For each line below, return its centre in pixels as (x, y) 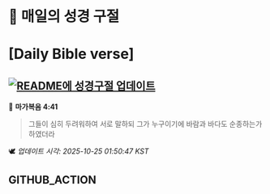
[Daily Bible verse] (71, 54)
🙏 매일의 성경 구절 (64, 17)
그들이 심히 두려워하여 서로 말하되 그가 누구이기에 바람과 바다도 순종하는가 (145, 124)
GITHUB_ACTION (53, 180)
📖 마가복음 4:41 (33, 107)
